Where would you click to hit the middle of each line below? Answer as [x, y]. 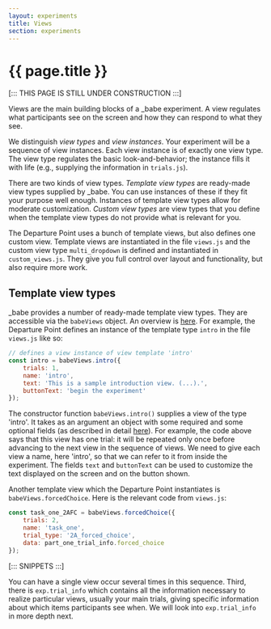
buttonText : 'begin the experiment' [85, 390]
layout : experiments [43, 16]
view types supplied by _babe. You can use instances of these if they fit [128, 192]
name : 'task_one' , [54, 528]
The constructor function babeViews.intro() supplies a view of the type [127, 414]
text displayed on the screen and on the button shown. [99, 474]
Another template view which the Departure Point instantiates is [114, 489]
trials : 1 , [41, 368]
